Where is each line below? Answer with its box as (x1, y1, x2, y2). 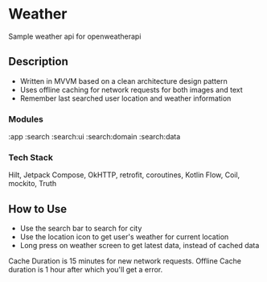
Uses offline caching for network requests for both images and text (19, 85, 243, 94)
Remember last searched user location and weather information (19, 93, 232, 103)
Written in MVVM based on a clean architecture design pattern (19, 76, 228, 85)
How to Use (8, 202, 68, 216)
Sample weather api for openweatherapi (8, 31, 142, 41)
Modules (8, 114, 44, 125)
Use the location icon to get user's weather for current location (19, 232, 229, 242)
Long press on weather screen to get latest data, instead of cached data (19, 241, 260, 251)
